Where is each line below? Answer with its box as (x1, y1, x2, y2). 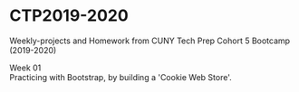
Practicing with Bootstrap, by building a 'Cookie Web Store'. (9, 71, 233, 82)
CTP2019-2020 (9, 5, 129, 26)
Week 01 (9, 62, 42, 73)
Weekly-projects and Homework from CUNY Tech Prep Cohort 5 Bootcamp (9, 35, 291, 46)
